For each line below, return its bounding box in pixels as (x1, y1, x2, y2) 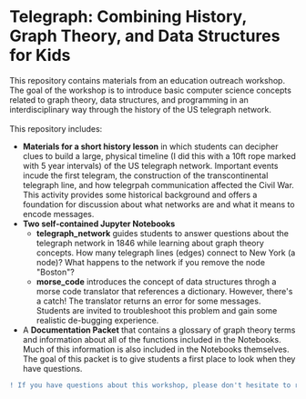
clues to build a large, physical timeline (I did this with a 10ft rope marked (22, 150, 296, 161)
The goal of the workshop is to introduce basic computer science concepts (9, 85, 291, 95)
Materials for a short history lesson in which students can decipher (22, 141, 280, 152)
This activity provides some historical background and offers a (22, 189, 258, 200)
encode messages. (22, 208, 95, 219)
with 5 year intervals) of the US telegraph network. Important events (22, 160, 279, 171)
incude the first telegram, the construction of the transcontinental (22, 170, 269, 181)
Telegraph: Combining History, (9, 6, 248, 27)
